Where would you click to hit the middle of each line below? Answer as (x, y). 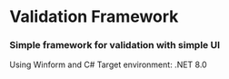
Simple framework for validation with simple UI (115, 45)
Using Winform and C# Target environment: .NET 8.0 (108, 64)
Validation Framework (94, 17)
